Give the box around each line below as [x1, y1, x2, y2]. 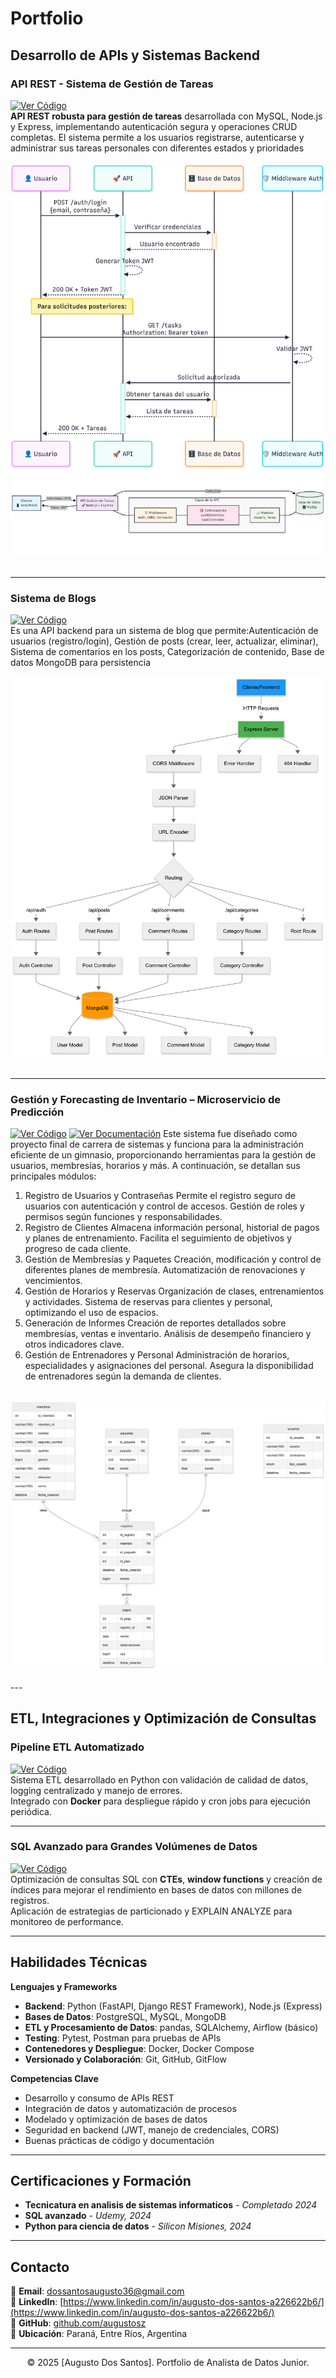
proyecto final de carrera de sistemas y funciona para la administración [10, 1138, 304, 1151]
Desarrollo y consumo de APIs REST [24, 2092, 175, 2104]
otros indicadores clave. [24, 1338, 125, 1351]
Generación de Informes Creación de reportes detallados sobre [24, 1317, 287, 1329]
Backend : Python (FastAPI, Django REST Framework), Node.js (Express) [24, 2000, 323, 2012]
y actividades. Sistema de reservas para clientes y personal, [24, 1296, 273, 1308]
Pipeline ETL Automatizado [10, 1740, 145, 1754]
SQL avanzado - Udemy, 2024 [24, 2210, 152, 2222]
